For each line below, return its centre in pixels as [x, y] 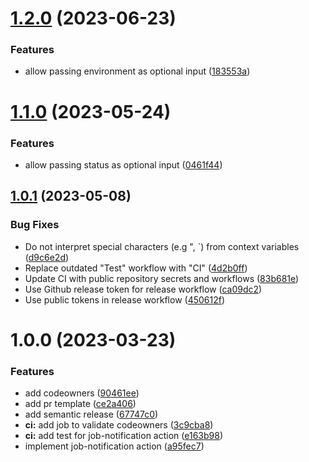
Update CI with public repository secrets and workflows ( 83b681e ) [162, 278]
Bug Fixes [35, 225]
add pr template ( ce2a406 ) [80, 404]
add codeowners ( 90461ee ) [82, 393]
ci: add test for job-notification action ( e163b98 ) [123, 436]
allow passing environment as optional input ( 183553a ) [137, 71]
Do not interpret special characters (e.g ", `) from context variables [162, 246]
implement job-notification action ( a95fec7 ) [114, 446]
